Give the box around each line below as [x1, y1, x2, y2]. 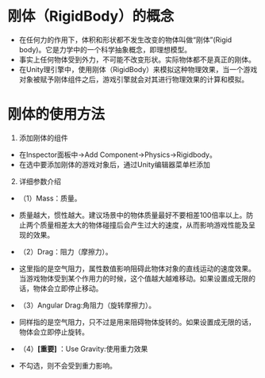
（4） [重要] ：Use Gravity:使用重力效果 [18, 344, 148, 353]
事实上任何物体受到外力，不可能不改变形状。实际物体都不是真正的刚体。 [18, 55, 255, 64]
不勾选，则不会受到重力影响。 [18, 361, 117, 370]
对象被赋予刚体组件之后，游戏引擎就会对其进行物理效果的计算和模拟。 [18, 74, 249, 84]
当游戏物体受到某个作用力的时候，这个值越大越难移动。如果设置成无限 [18, 273, 249, 283]
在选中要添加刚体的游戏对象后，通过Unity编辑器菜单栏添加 [18, 159, 211, 169]
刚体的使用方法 [7, 105, 106, 124]
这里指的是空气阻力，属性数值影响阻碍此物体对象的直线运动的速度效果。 [18, 263, 255, 273]
